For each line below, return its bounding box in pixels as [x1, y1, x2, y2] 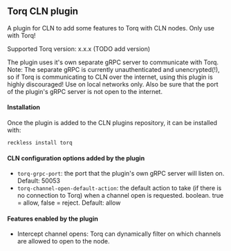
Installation [7, 103, 40, 111]
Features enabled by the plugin [7, 214, 98, 223]
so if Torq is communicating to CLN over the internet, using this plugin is [7, 73, 213, 81]
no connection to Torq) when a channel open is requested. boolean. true [17, 192, 224, 200]
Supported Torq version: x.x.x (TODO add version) [7, 44, 151, 53]
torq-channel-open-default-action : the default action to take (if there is [17, 184, 222, 192]
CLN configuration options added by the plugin [7, 154, 145, 162]
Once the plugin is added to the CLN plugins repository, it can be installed [7, 119, 218, 127]
